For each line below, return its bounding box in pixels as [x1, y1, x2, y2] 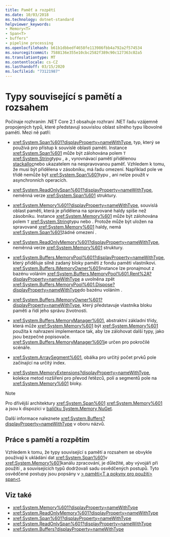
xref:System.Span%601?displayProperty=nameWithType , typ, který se [12, 139, 160, 145]
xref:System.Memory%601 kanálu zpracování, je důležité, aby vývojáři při [5, 460, 158, 466]
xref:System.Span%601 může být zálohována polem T [12, 150, 126, 156]
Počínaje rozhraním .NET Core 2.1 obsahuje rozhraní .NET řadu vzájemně [5, 118, 158, 125]
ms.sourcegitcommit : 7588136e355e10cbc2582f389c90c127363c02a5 [5, 50, 143, 55]
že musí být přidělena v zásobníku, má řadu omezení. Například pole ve [12, 166, 163, 172]
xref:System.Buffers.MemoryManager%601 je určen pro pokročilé [12, 339, 150, 345]
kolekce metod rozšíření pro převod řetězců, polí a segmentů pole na [12, 375, 157, 381]
